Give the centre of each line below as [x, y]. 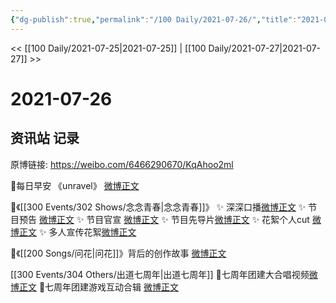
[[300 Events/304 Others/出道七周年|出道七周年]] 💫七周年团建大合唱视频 [160, 274]
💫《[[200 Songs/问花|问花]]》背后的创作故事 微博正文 [118, 253]
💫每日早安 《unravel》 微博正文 [75, 185]
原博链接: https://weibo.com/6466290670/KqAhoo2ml [122, 164]
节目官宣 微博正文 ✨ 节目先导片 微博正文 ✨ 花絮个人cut [198, 219]
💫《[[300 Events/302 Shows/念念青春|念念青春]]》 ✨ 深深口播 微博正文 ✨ [158, 207]
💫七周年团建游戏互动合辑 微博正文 [109, 287]
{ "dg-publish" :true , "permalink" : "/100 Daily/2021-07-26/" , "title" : [154, 19]
